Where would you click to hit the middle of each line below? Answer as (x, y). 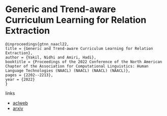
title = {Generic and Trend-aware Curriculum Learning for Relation (79, 48)
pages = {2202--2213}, (29, 75)
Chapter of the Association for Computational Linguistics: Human (77, 66)
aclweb (20, 103)
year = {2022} (20, 79)
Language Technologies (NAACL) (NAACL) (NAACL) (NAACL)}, (68, 71)
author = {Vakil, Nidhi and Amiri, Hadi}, (51, 57)
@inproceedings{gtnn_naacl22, (37, 44)
